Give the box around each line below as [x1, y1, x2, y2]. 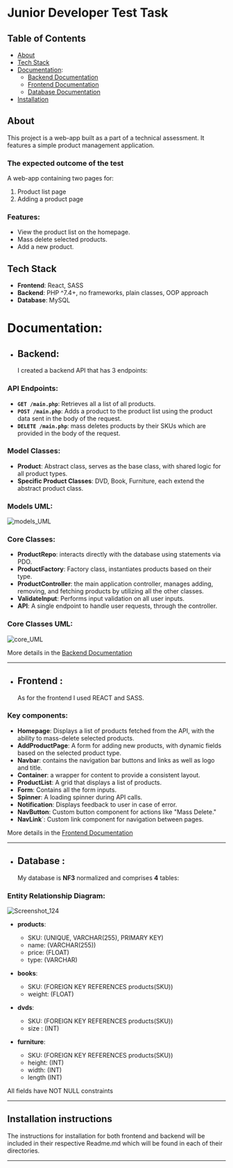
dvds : [17, 1003, 35, 1011]
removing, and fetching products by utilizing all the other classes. [17, 587, 205, 595]
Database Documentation [27, 88, 101, 96]
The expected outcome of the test [7, 158, 124, 168]
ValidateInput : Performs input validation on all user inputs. [17, 595, 185, 603]
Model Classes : [7, 446, 61, 456]
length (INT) [27, 1073, 62, 1081]
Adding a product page [17, 195, 84, 203]
